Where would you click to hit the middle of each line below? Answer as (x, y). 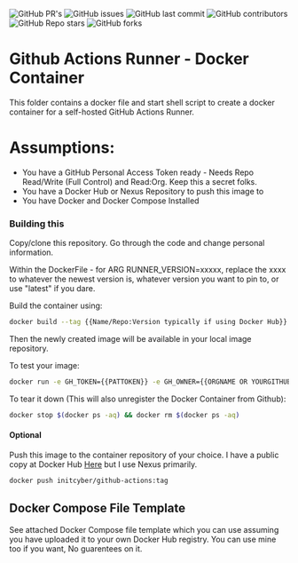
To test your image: (44, 366)
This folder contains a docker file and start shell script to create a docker (142, 102)
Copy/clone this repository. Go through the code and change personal (137, 243)
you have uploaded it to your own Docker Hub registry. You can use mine (143, 539)
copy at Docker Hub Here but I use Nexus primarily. (103, 464)
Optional (25, 435)
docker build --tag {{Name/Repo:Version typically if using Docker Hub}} (149, 322)
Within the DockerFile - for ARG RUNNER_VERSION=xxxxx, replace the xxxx (148, 270)
